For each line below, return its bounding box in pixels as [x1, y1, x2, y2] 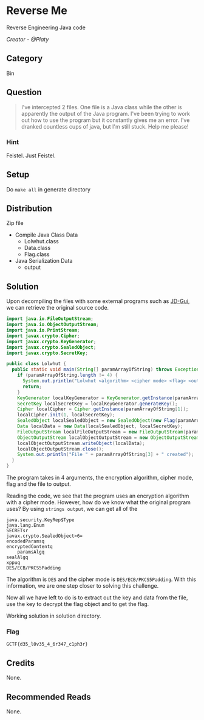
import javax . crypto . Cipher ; [6, 333, 80, 339]
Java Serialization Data [15, 257, 73, 265]
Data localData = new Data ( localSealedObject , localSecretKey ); [17, 423, 183, 430]
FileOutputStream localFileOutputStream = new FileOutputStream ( [17, 429, 186, 435]
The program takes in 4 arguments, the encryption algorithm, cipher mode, [6, 474, 194, 482]
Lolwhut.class [24, 238, 59, 245]
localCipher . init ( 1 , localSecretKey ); [17, 412, 115, 418]
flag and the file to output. [6, 480, 72, 488]
